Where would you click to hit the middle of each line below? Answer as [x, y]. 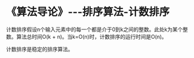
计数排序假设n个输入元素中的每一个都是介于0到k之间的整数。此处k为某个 [95, 29]
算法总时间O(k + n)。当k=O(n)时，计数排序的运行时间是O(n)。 [92, 36]
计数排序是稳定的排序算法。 [40, 49]
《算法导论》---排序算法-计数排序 [88, 12]
